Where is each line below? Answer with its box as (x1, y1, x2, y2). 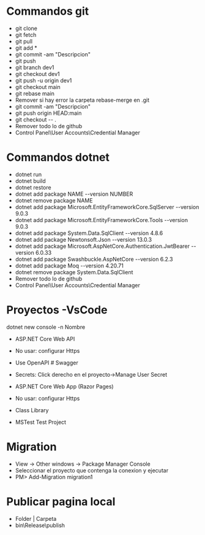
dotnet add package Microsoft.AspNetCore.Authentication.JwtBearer (15, 242, 190, 250)
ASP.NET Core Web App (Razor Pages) (15, 382, 114, 390)
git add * (15, 44, 38, 52)
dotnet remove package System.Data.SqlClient (15, 268, 133, 275)
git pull (15, 37, 32, 45)
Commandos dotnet (6, 150, 110, 164)
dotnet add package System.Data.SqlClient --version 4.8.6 (15, 229, 163, 237)
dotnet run (15, 171, 42, 178)
